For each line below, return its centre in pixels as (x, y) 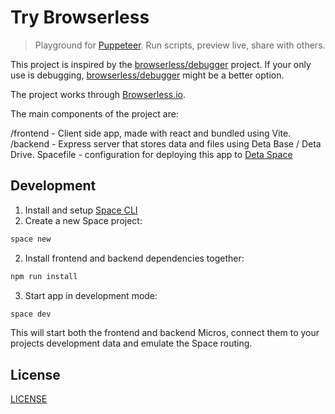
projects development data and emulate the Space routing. (131, 343)
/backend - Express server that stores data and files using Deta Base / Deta (166, 143)
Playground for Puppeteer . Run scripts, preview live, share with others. (180, 45)
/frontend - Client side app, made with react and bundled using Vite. (151, 133)
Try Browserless (80, 17)
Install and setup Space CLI (81, 210)
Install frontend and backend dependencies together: (134, 258)
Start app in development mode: (91, 295)
